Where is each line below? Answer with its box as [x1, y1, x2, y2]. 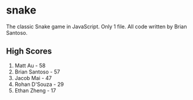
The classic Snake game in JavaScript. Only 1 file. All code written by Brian [6, 23, 187, 30]
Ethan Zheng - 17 [14, 86, 56, 94]
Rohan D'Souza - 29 [14, 81, 64, 88]
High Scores [6, 46, 52, 56]
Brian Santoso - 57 [14, 68, 61, 75]
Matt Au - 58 [14, 62, 46, 69]
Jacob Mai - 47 [14, 74, 52, 81]
